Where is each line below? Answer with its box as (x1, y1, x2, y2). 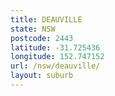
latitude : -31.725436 (10, 42, 101, 53)
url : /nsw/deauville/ (10, 61, 101, 71)
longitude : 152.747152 (10, 52, 105, 62)
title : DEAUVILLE (10, 14, 83, 25)
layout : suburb (10, 71, 74, 81)
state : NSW (10, 24, 56, 34)
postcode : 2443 (10, 33, 74, 43)
